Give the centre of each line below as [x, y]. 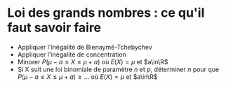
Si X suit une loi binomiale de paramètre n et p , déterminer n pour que [118, 69]
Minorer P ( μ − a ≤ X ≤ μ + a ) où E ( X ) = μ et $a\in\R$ [93, 61]
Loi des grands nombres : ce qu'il [106, 13]
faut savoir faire [54, 28]
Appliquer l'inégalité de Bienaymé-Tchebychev [85, 47]
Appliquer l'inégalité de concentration [72, 54]
